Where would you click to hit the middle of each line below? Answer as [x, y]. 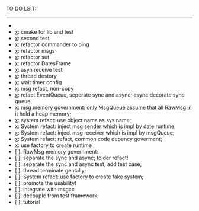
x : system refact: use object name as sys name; [73, 120]
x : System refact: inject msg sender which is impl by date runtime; [95, 126]
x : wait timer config [38, 82]
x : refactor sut [32, 57]
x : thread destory [36, 76]
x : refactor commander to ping [52, 44]
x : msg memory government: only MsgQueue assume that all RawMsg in [103, 107]
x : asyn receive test [38, 70]
